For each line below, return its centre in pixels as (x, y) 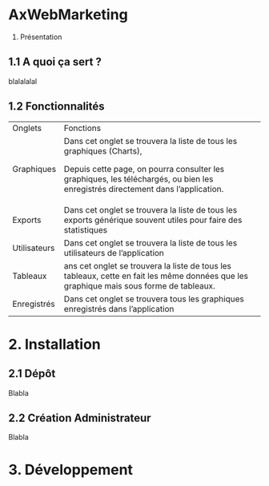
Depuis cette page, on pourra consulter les (144, 169)
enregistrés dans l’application (119, 309)
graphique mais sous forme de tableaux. (140, 285)
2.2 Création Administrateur (80, 418)
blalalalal (23, 81)
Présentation (41, 37)
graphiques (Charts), (103, 151)
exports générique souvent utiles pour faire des (153, 220)
